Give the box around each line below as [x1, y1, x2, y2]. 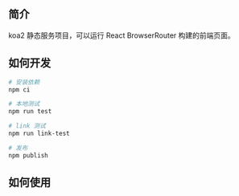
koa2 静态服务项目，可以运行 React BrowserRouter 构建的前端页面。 [8, 31, 235, 40]
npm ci [8, 85, 31, 94]
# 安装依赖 [8, 78, 40, 86]
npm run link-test [8, 129, 70, 137]
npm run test [8, 108, 52, 116]
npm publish [8, 151, 48, 159]
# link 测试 [8, 122, 46, 130]
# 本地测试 [8, 100, 40, 108]
